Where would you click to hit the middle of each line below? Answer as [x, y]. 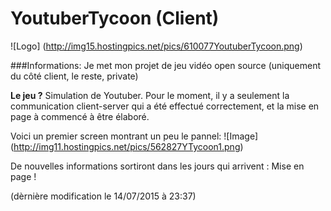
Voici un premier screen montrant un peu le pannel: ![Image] [134, 136]
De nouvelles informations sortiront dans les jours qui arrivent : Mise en [157, 166]
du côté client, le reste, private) [74, 76]
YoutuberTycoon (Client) [115, 18]
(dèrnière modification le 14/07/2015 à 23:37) [103, 196]
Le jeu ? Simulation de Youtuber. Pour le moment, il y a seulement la [150, 95]
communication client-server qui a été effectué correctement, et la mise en [165, 106]
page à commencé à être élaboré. [80, 116]
